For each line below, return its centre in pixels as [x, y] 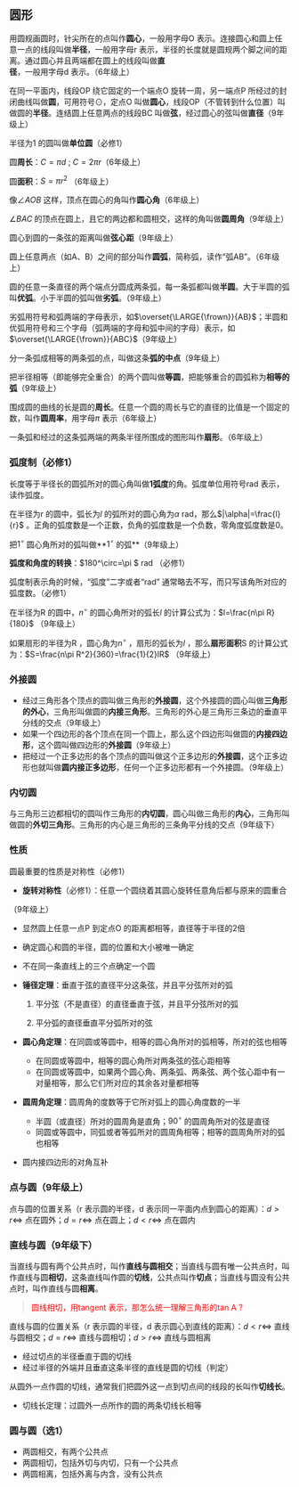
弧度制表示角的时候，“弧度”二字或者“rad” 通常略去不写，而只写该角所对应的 [148, 582]
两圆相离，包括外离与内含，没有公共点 [92, 1474]
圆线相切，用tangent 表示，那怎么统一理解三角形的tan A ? [137, 1307]
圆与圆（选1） [39, 1430]
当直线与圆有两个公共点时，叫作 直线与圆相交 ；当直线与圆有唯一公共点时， [145, 1266]
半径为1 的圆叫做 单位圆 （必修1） [68, 143]
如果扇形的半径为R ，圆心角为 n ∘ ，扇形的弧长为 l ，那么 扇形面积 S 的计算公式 [149, 642]
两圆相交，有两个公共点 [65, 1452]
